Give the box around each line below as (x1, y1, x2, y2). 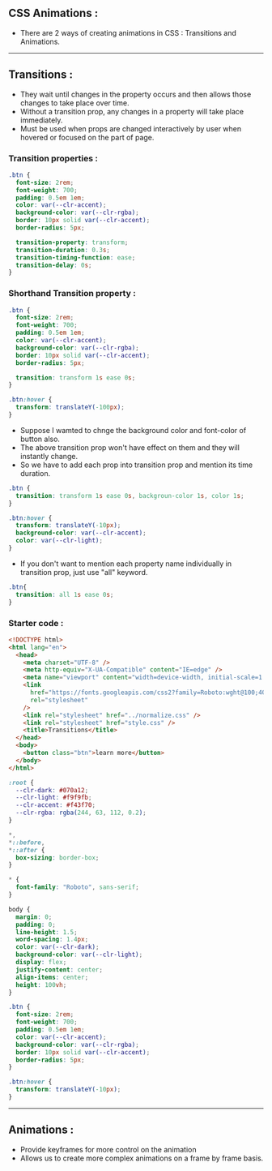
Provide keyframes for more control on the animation (19, 1144, 197, 1154)
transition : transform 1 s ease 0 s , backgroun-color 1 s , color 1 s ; (15, 491, 244, 500)
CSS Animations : (8, 6, 99, 20)
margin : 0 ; (15, 912, 53, 921)
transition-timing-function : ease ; (15, 253, 136, 262)
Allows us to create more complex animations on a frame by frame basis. (19, 1153, 264, 1163)
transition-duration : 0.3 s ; (15, 246, 111, 254)
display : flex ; (15, 959, 67, 967)
